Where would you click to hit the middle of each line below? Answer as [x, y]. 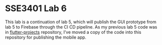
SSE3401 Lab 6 [36, 8]
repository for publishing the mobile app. [46, 37]
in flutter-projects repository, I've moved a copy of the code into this [73, 32]
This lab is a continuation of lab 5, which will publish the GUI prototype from [81, 22]
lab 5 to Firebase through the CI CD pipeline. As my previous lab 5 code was [81, 27]
